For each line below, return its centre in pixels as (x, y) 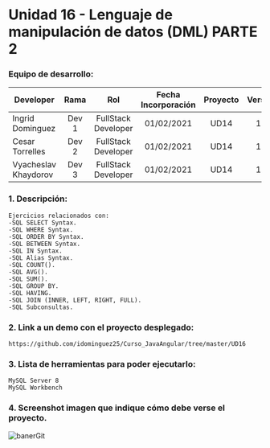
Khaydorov (33, 175)
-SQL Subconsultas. (41, 307)
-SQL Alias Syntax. (41, 258)
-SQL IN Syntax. (35, 251)
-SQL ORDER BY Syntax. (46, 236)
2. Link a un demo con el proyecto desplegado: (101, 327)
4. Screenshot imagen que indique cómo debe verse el (117, 408)
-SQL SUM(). (28, 279)
